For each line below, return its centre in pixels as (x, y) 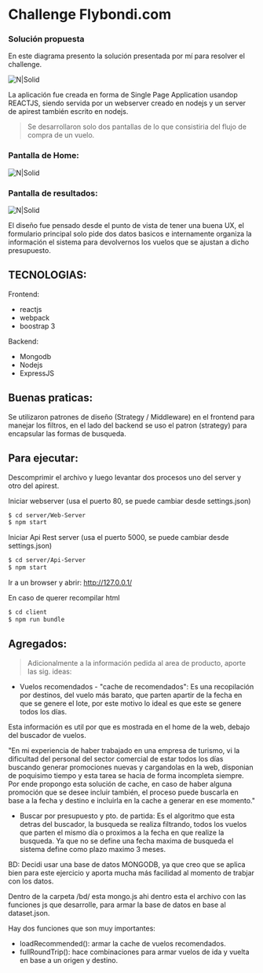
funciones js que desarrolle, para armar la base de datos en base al (117, 905)
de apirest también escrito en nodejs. (68, 112)
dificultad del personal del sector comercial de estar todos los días (116, 758)
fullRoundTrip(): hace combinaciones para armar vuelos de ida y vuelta (134, 952)
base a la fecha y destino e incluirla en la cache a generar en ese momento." (131, 800)
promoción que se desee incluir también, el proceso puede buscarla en (123, 792)
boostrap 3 (37, 326)
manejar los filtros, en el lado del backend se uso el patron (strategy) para (128, 425)
